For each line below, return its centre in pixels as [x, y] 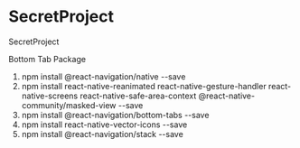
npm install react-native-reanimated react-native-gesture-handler [144, 86]
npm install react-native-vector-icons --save [104, 125]
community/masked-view [69, 105]
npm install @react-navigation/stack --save [103, 134]
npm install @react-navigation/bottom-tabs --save [115, 115]
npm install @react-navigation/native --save [103, 76]
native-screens [50, 96]
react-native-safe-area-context [138, 96]
